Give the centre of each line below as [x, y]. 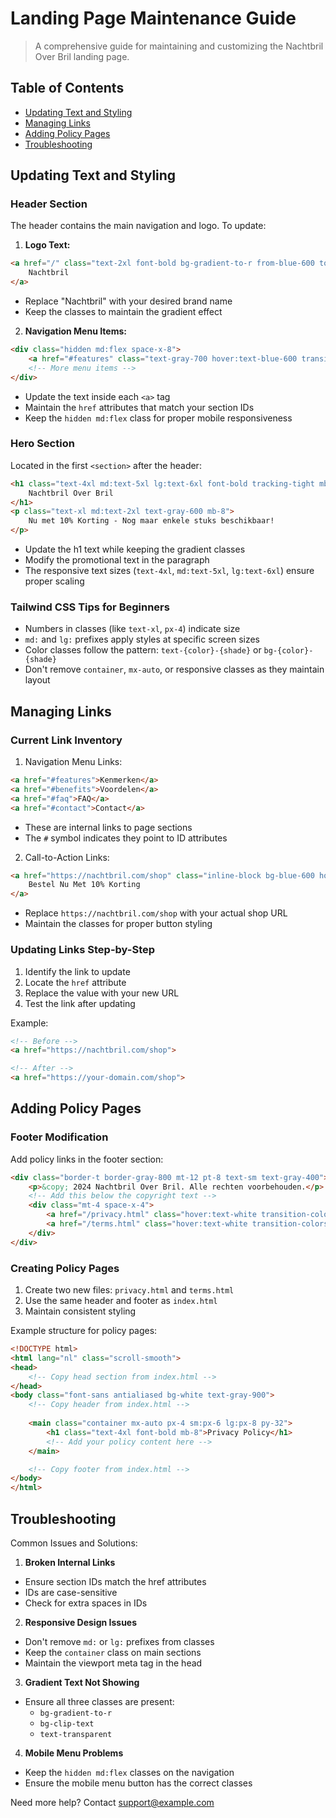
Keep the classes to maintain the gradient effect [123, 312]
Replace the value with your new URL [102, 993]
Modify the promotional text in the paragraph [117, 560]
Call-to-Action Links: [67, 857]
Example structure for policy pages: [84, 1330]
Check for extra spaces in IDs [86, 1603]
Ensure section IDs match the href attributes [115, 1581]
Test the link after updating [80, 1003]
